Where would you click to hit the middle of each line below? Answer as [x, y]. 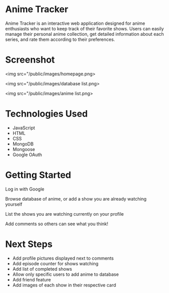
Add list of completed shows [42, 269]
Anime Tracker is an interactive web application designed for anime [75, 23]
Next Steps [29, 244]
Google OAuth [27, 155]
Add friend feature [32, 279]
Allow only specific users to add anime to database [66, 274]
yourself [14, 204]
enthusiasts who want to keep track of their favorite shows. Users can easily [84, 28]
